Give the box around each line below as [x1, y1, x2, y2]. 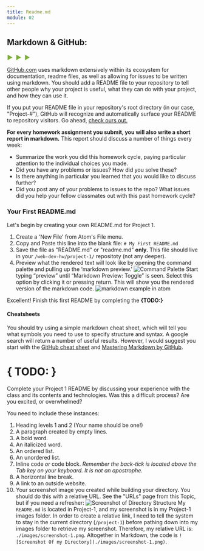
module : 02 [7, 15, 35, 21]
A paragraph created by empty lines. [15, 427, 108, 435]
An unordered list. [15, 454, 61, 461]
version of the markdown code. [15, 284, 95, 292]
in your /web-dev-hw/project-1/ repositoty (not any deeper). [15, 252, 166, 259]
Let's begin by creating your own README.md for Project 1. [7, 221, 155, 228]
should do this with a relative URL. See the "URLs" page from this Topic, [15, 493, 196, 500]
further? [15, 179, 36, 186]
